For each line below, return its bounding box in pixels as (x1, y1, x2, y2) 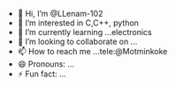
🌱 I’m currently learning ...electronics (17, 27, 152, 37)
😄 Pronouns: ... (17, 59, 75, 69)
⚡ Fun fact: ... (17, 68, 66, 79)
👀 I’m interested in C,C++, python (17, 18, 140, 28)
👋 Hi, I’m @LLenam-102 (17, 9, 103, 18)
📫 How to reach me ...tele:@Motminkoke (17, 47, 168, 56)
